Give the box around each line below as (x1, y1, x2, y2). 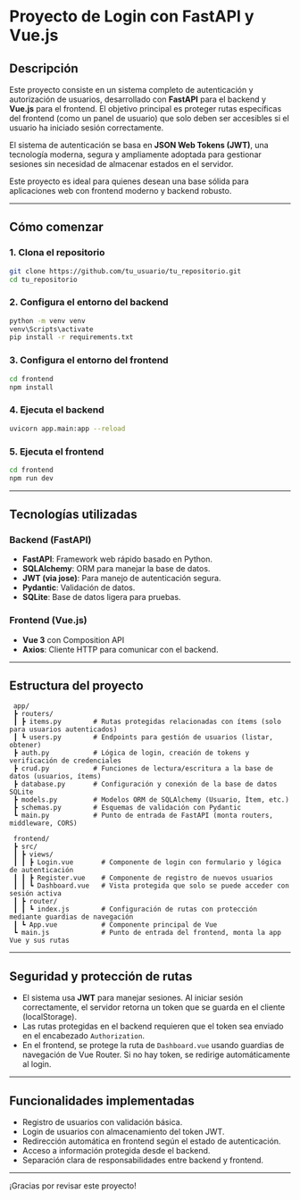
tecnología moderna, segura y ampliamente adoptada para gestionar (9, 149, 262, 160)
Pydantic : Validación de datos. (21, 582, 136, 593)
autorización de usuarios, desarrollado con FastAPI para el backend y (9, 94, 266, 104)
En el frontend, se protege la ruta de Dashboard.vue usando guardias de (21, 1040, 285, 1051)
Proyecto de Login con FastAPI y (9, 6, 254, 27)
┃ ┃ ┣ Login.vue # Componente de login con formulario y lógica (12, 858, 281, 867)
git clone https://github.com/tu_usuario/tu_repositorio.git (9, 266, 242, 276)
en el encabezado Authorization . (21, 1030, 146, 1041)
